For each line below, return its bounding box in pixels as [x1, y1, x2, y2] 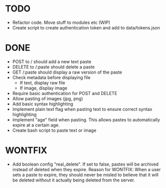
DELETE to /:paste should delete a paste [12, 64, 95, 70]
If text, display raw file [19, 80, 66, 86]
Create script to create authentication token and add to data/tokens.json [12, 24, 160, 30]
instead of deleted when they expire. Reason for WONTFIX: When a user [12, 166, 161, 172]
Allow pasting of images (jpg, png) [12, 95, 83, 101]
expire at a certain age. [12, 122, 60, 128]
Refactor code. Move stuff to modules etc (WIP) [12, 19, 110, 25]
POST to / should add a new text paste [12, 58, 91, 65]
